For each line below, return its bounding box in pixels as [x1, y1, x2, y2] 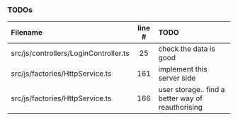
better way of [158, 93, 203, 103]
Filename [11, 28, 42, 38]
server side [158, 73, 196, 83]
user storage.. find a [158, 85, 225, 95]
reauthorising [158, 103, 203, 113]
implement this [158, 64, 208, 74]
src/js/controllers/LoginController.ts [11, 48, 130, 58]
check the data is [158, 44, 216, 54]
